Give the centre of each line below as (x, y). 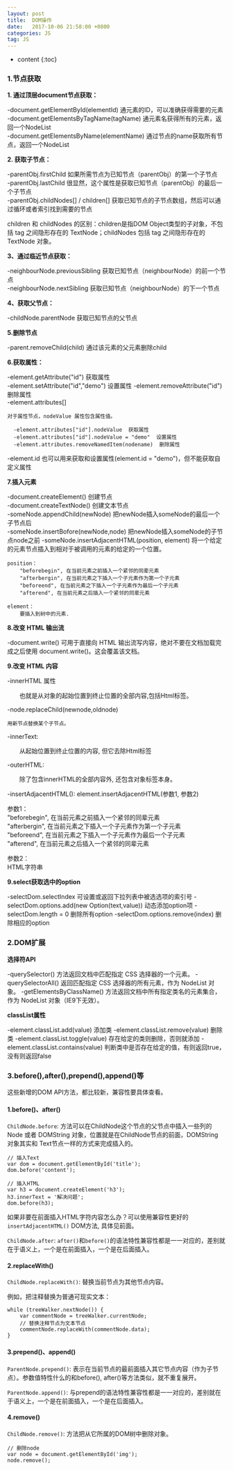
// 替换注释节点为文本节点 (53, 1324)
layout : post (26, 14)
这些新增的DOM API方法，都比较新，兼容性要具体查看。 (87, 1092)
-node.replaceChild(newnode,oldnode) (63, 710)
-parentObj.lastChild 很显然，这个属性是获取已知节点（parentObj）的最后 (112, 183)
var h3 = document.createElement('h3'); (67, 1190)
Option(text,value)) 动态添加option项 (141, 905)
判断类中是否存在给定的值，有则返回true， (165, 1047)
